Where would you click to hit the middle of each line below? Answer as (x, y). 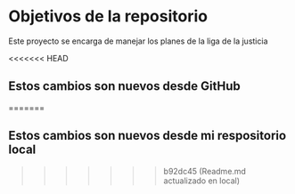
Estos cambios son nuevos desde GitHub (125, 86)
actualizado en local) (202, 181)
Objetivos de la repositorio (108, 16)
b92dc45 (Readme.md (205, 171)
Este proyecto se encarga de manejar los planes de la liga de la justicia (138, 41)
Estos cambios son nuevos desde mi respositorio (147, 136)
